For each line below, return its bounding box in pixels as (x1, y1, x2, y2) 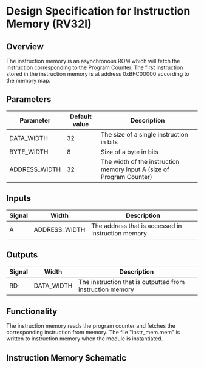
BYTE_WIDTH (9, 147, 49, 156)
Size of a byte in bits (100, 147, 159, 156)
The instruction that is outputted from (78, 278, 185, 286)
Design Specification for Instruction (6, 4, 191, 18)
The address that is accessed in (90, 222, 182, 230)
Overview (6, 41, 44, 52)
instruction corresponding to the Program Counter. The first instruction (6, 64, 183, 71)
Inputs (6, 193, 32, 204)
